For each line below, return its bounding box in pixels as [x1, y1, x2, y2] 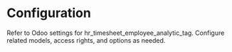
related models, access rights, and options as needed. [6, 36, 166, 44]
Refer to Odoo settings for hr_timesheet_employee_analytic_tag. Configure [6, 28, 225, 37]
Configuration [6, 5, 92, 21]
